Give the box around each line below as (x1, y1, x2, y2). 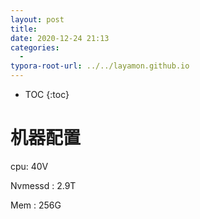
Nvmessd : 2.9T (10, 179, 77, 191)
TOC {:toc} (24, 89, 70, 100)
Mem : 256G (10, 199, 62, 211)
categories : (10, 42, 60, 53)
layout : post (10, 14, 65, 25)
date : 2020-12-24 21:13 (10, 33, 110, 43)
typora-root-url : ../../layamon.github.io (10, 61, 190, 71)
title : (10, 24, 38, 34)
